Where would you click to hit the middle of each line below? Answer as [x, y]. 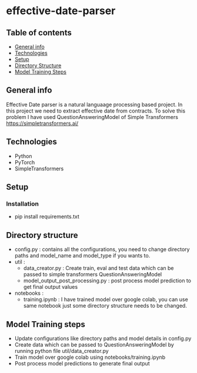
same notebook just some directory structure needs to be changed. [105, 306]
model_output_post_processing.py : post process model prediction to [107, 280]
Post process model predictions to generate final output [82, 363]
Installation [23, 203]
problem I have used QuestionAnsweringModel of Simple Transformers [92, 117]
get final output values [51, 287]
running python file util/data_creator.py [61, 351]
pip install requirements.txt [47, 217]
